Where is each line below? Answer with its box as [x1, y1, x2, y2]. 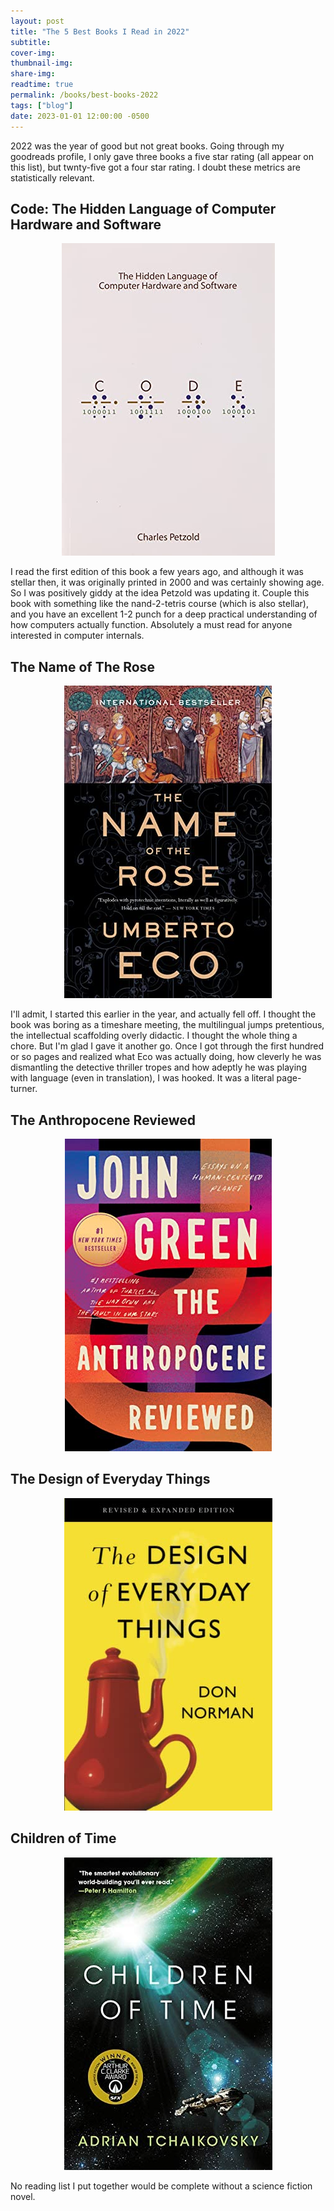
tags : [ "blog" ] [10, 100, 74, 110]
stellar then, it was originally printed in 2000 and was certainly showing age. [10, 576, 325, 589]
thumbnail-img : [10, 58, 74, 69]
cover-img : [10, 48, 56, 58]
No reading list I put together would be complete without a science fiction [10, 2180, 313, 2192]
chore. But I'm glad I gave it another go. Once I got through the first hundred [10, 1040, 325, 1052]
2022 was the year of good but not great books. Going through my [10, 140, 285, 152]
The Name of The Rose [10, 658, 155, 675]
